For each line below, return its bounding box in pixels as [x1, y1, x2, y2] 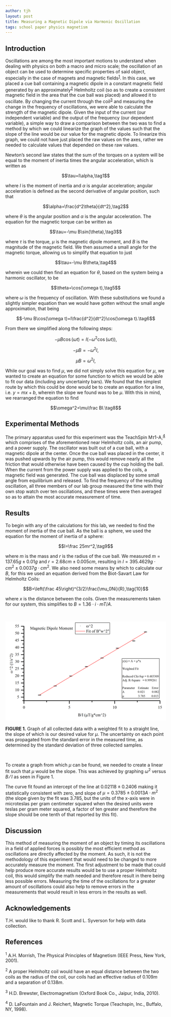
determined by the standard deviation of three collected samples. [5, 742, 143, 748]
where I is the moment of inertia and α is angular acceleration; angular [5, 182, 153, 189]
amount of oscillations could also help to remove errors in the [5, 884, 134, 890]
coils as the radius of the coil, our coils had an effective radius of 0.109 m [5, 974, 158, 980]
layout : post [5, 13, 33, 19]
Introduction [5, 44, 46, 53]
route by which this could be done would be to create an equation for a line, [5, 384, 164, 390]
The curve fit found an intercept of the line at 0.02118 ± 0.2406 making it [5, 783, 157, 790]
